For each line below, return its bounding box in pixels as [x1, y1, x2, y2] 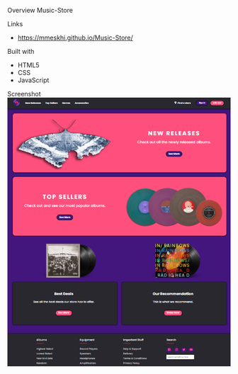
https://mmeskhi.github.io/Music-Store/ [17, 33, 133, 42]
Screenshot [7, 90, 41, 98]
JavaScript [17, 76, 50, 84]
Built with [7, 47, 35, 55]
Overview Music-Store [7, 6, 73, 14]
